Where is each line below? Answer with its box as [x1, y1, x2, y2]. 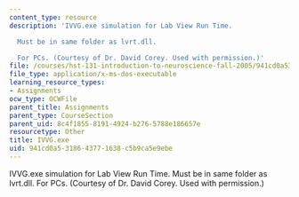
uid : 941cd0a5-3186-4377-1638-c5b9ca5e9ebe [9, 144, 174, 154]
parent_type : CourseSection [9, 111, 114, 120]
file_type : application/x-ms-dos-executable [9, 70, 177, 79]
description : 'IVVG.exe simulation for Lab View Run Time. [9, 21, 233, 30]
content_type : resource [9, 12, 98, 22]
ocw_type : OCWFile [9, 94, 77, 103]
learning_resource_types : [9, 78, 105, 87]
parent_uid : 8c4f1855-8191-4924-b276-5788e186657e [9, 119, 201, 129]
